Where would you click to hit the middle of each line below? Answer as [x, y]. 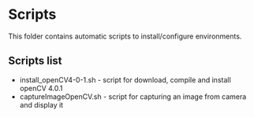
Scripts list [35, 61]
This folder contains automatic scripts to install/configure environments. [125, 36]
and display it [41, 104]
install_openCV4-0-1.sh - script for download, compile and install [125, 79]
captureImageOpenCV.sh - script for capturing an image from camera [133, 97]
